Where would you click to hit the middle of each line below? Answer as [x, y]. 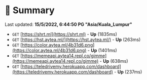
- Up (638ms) [114, 61]
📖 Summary [30, 10]
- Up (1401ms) [102, 50]
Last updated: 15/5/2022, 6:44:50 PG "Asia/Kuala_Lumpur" [68, 24]
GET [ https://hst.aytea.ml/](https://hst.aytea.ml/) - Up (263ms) [76, 39]
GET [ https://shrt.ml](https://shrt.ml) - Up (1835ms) [65, 34]
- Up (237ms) [128, 72]
